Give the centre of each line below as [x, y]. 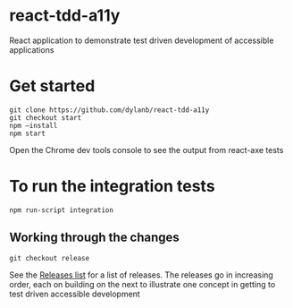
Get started [52, 86]
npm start [28, 133]
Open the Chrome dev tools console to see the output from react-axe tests [146, 150]
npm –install [33, 125]
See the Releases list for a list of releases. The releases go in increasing [142, 275]
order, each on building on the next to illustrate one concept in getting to [142, 284]
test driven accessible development [75, 294]
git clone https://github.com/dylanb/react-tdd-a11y [109, 110]
